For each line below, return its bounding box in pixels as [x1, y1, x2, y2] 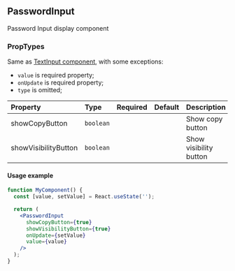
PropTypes [7, 41, 45, 51]
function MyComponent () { [7, 186, 83, 194]
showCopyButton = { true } [25, 219, 92, 226]
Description [185, 103, 226, 112]
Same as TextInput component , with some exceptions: [7, 57, 164, 66]
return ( [13, 206, 39, 213]
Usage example [7, 171, 54, 180]
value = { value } [25, 238, 68, 245]
